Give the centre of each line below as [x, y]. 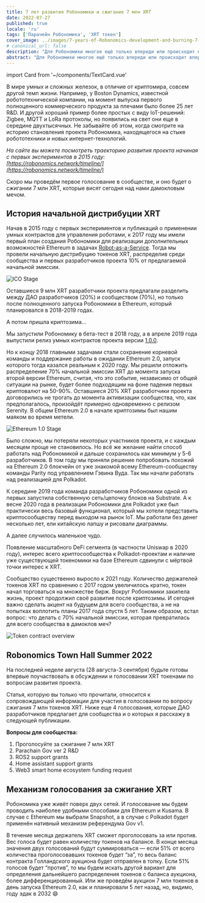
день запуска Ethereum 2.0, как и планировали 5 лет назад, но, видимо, [100, 887]
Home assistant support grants [54, 764]
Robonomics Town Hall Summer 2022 [79, 655]
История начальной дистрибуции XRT [84, 214]
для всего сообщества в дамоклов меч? [59, 624]
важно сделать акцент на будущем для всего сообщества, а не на [93, 605]
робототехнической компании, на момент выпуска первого [84, 99]
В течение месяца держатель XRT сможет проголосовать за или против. [102, 835]
